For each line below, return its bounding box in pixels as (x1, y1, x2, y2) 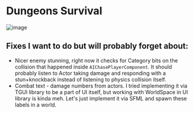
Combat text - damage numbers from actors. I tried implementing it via (14, 82, 188, 89)
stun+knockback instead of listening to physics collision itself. (14, 76, 167, 83)
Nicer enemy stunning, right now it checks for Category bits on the (14, 56, 178, 64)
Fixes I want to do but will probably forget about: (6, 41, 189, 51)
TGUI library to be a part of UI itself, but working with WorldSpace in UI (14, 88, 188, 96)
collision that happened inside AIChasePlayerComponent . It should (14, 63, 172, 70)
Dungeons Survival (6, 4, 103, 18)
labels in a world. (14, 101, 56, 108)
